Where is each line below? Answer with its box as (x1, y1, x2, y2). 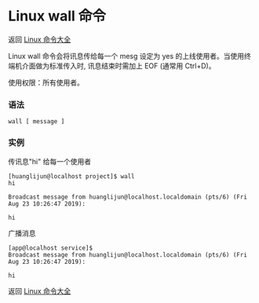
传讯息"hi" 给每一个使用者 (8, 156, 92, 166)
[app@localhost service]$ (8, 244, 93, 252)
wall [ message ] (8, 118, 65, 126)
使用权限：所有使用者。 (8, 78, 84, 87)
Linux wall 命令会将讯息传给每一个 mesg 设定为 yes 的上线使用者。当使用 (8, 51, 245, 60)
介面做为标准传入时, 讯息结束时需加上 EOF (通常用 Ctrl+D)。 (21, 60, 216, 71)
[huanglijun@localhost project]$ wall (8, 172, 135, 181)
